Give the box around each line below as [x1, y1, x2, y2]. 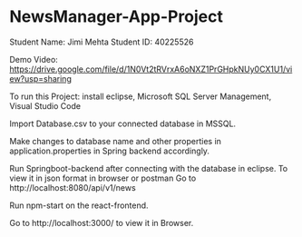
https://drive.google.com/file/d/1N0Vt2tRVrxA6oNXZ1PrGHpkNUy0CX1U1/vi [9, 64, 293, 74]
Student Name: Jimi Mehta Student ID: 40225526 [9, 36, 194, 47]
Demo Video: [9, 54, 59, 64]
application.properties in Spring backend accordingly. [9, 145, 210, 156]
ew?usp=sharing [9, 73, 73, 84]
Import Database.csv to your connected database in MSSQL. [9, 118, 237, 129]
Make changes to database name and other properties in [9, 135, 222, 146]
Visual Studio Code [9, 100, 82, 111]
